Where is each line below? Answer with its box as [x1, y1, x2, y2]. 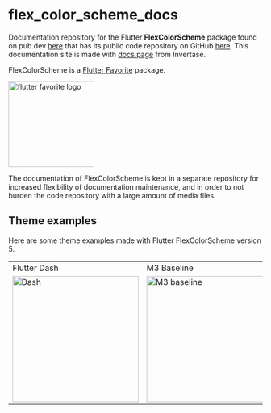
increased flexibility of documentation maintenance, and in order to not [8, 181, 244, 191]
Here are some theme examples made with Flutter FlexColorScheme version [8, 236, 262, 245]
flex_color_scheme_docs [8, 6, 179, 24]
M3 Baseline [146, 262, 194, 273]
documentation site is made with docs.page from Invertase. [8, 49, 206, 59]
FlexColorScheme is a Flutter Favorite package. [8, 65, 166, 74]
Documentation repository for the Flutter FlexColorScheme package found [8, 32, 258, 42]
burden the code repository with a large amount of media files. [8, 190, 216, 200]
